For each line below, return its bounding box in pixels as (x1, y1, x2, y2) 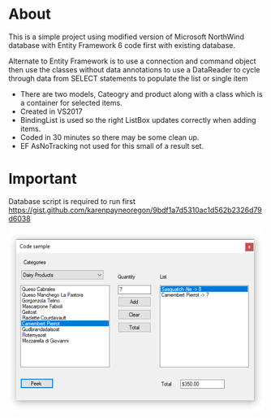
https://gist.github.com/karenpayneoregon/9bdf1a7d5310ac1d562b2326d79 (8, 205, 262, 215)
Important (8, 170, 77, 188)
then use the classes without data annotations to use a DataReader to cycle (8, 64, 260, 74)
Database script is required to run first (8, 196, 136, 206)
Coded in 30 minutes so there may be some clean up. (19, 132, 200, 142)
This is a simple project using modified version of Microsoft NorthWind (8, 32, 245, 41)
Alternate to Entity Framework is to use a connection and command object (8, 56, 257, 66)
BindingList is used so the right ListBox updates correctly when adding (19, 115, 257, 124)
